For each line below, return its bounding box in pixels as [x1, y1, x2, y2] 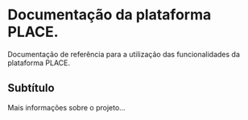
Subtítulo [7, 81, 55, 95]
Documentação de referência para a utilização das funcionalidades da [7, 49, 241, 59]
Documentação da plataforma [7, 6, 212, 24]
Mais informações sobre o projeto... [7, 102, 126, 112]
